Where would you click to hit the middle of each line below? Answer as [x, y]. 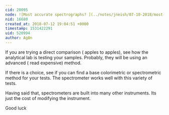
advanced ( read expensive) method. [44, 63]
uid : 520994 [18, 33]
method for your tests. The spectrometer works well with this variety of [79, 78]
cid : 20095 [17, 10]
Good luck [16, 108]
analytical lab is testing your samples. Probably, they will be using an [76, 57]
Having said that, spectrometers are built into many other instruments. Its [81, 93]
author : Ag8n [19, 38]
